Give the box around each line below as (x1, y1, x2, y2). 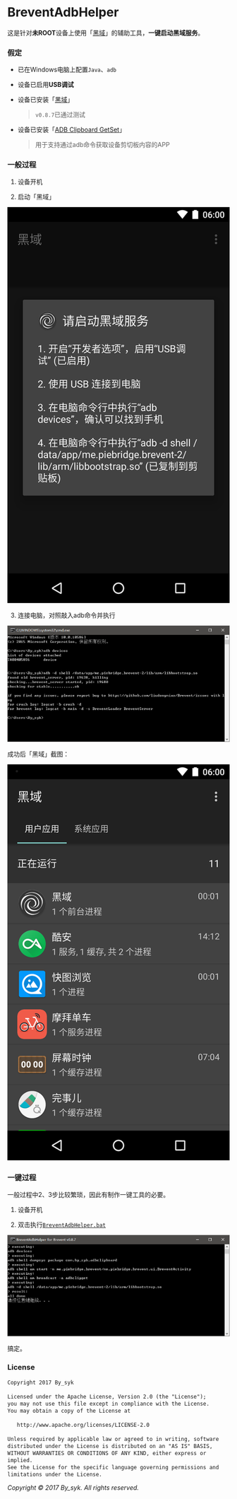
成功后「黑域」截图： (7, 750, 69, 759)
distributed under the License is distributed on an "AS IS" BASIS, (7, 1443, 213, 1450)
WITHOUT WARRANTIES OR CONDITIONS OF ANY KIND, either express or (7, 1450, 207, 1457)
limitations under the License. (7, 1471, 102, 1478)
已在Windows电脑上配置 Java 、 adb (17, 65, 116, 74)
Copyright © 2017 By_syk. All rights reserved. (7, 1483, 140, 1492)
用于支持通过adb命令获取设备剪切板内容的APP (35, 141, 171, 149)
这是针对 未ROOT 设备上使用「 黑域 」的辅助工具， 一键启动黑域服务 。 (7, 28, 205, 37)
